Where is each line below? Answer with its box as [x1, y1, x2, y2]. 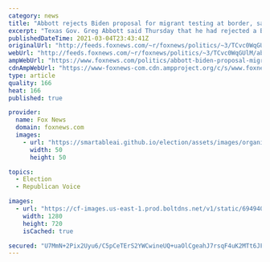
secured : [8, 242, 38, 250]
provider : [8, 108, 42, 117]
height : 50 [29, 154, 67, 162]
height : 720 [22, 219, 63, 227]
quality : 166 [8, 79, 52, 87]
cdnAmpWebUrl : [8, 64, 56, 72]
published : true [8, 94, 63, 102]
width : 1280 [22, 212, 63, 220]
